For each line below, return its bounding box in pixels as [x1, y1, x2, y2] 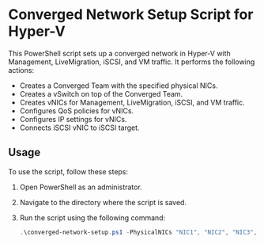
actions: [8, 65, 34, 74]
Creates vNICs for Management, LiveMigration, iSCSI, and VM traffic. [19, 97, 245, 107]
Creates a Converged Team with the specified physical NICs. [19, 81, 218, 90]
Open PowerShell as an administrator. [19, 182, 142, 192]
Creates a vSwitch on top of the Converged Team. [19, 89, 183, 98]
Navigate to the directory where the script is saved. [19, 197, 187, 207]
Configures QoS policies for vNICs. [19, 105, 134, 116]
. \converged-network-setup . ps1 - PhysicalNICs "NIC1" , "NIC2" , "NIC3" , [19, 228, 258, 236]
